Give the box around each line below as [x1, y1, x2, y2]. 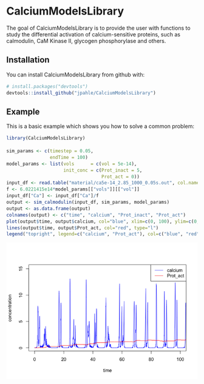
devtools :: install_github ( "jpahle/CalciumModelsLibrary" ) [6, 90, 156, 96]
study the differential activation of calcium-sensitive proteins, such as [6, 30, 181, 38]
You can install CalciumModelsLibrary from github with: [6, 71, 144, 78]
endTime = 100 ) [49, 154, 88, 160]
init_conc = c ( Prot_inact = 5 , [63, 167, 143, 173]
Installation [6, 55, 50, 65]
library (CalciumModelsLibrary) [6, 135, 86, 141]
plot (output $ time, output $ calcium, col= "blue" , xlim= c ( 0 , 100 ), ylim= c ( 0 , [6, 218, 200, 224]
